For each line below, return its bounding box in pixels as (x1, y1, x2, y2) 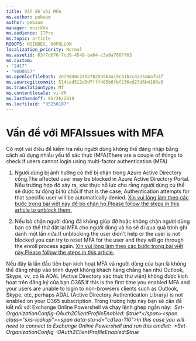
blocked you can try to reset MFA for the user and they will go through (14, 236, 184, 243)
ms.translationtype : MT (6, 85, 64, 91)
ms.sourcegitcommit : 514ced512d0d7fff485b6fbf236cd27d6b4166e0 (6, 80, 164, 85)
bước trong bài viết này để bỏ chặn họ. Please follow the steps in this (14, 200, 180, 208)
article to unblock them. (14, 206, 72, 213)
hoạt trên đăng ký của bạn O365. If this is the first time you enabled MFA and (6, 279, 190, 286)
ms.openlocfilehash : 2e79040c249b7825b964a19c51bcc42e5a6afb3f (6, 74, 164, 80)
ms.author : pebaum (6, 14, 51, 20)
